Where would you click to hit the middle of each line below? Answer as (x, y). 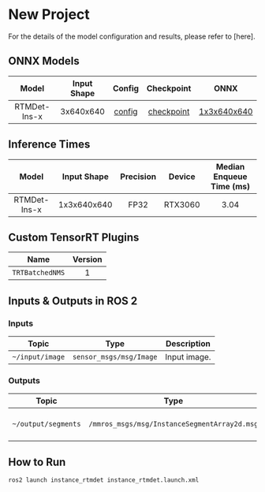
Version (87, 259)
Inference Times (49, 145)
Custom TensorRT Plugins (74, 237)
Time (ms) (230, 186)
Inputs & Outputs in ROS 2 (73, 301)
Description (188, 344)
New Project (49, 15)
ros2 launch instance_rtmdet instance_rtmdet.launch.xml (104, 480)
